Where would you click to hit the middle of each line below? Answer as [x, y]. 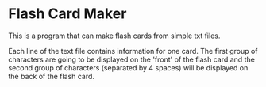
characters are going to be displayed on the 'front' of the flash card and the [132, 59]
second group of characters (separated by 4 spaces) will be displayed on [128, 67]
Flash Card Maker [67, 14]
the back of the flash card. [52, 76]
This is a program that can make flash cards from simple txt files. [114, 36]
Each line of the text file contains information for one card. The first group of [133, 51]
